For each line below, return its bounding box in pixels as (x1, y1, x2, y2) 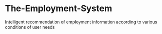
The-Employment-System (5, 3, 113, 14)
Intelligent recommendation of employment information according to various (5, 19, 158, 25)
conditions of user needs (5, 24, 55, 30)
